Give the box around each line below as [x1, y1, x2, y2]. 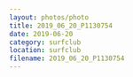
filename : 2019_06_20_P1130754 [9, 54, 125, 63]
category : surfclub [9, 37, 82, 47]
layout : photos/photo [9, 12, 90, 22]
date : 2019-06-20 [9, 29, 74, 38]
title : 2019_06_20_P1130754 [9, 21, 113, 30]
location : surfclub [9, 46, 82, 55]
